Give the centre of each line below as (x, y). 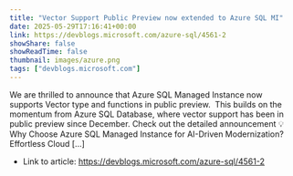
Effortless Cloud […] (47, 143)
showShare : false (42, 43)
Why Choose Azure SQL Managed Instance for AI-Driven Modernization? (147, 134)
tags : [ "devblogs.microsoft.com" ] (75, 69)
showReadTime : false (49, 52)
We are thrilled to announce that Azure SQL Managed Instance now (136, 94)
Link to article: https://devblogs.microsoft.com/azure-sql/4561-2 (143, 161)
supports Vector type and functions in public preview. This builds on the (146, 104)
